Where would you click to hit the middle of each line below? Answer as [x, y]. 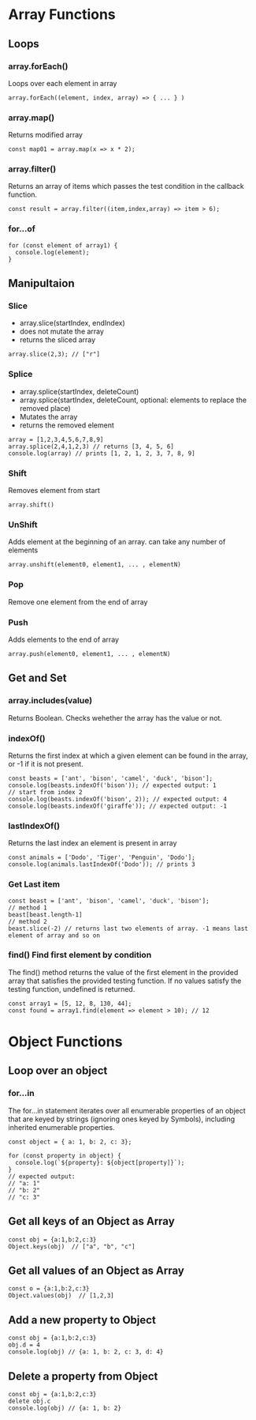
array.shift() [32, 505]
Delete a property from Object [83, 1376]
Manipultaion [41, 283]
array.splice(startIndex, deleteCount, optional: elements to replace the [133, 400]
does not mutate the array [62, 331]
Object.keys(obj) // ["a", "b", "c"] [72, 1246]
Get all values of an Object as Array [96, 1270]
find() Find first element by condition [80, 955]
